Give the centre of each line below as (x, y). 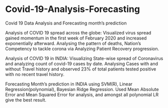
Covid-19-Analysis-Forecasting (73, 9)
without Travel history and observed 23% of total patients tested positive (81, 69)
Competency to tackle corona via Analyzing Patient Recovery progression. (82, 48)
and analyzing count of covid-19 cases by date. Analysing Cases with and (82, 63)
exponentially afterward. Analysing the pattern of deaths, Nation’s (73, 43)
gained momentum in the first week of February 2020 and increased (76, 38)
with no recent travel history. (35, 74)
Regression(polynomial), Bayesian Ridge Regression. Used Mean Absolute (82, 89)
